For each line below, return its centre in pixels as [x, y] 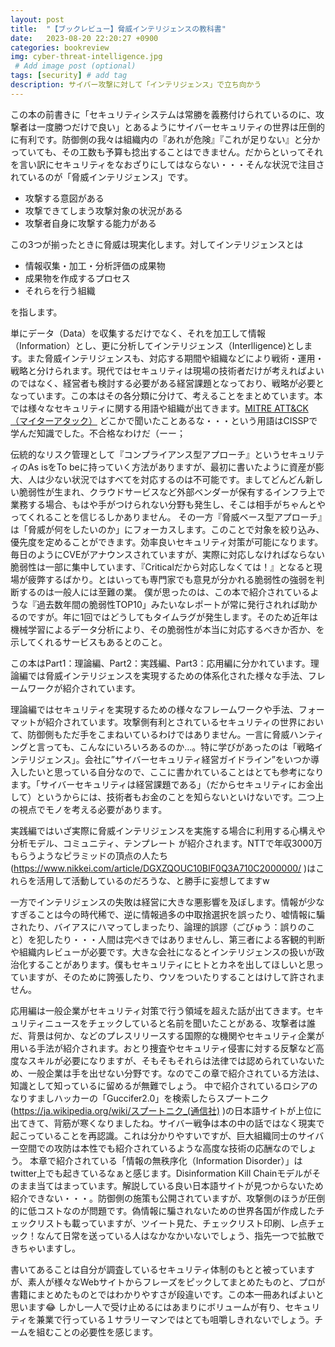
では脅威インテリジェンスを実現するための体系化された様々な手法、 [167, 675]
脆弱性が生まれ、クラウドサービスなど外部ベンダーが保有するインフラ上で [172, 492]
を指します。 [36, 312]
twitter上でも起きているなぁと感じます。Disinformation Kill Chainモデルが [161, 1173]
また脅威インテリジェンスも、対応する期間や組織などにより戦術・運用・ [175, 358]
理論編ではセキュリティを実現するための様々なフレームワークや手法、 [154, 709]
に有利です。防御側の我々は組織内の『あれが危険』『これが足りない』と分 [161, 139]
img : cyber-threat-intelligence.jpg [86, 57]
